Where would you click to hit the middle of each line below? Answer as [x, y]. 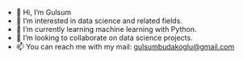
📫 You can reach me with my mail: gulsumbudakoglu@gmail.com [125, 47]
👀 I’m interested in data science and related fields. [99, 21]
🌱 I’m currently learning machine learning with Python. [106, 29]
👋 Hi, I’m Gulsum [44, 12]
